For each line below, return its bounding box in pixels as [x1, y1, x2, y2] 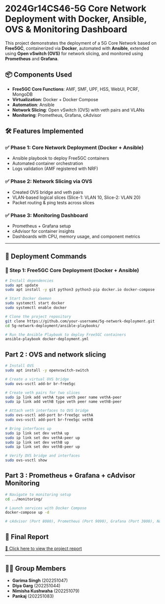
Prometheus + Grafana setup [12, 223, 71, 229]
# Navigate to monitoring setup [5, 492, 71, 497]
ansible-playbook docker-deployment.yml [5, 337, 89, 342]
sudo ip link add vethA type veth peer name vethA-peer [5, 395, 122, 400]
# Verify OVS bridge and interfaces [5, 453, 80, 458]
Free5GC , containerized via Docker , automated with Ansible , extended [5, 45, 149, 51]
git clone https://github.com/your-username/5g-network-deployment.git [5, 319, 155, 324]
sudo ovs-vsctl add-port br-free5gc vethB [5, 417, 93, 422]
